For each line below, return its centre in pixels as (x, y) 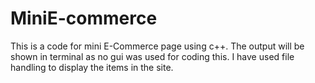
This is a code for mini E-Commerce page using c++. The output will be (157, 46)
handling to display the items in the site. (92, 67)
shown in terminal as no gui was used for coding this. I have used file (152, 56)
